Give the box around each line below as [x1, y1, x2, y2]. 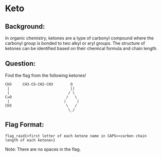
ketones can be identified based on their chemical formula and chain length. [5, 46, 158, 51]
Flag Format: [5, 121, 44, 129]
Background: [5, 22, 45, 31]
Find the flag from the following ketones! [5, 72, 87, 78]
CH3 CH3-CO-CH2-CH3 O [5, 82, 73, 87]
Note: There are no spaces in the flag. [5, 146, 81, 152]
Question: [5, 59, 36, 68]
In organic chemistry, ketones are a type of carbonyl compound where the [5, 35, 154, 41]
